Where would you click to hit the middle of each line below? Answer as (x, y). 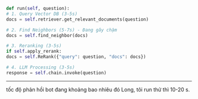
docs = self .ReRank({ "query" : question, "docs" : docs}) (76, 57)
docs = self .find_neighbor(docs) (47, 35)
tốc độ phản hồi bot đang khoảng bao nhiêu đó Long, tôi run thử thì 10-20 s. (98, 89)
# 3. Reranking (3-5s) (34, 46)
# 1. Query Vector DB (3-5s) (42, 14)
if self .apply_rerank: (34, 52)
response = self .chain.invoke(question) (57, 73)
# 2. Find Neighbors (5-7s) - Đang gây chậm (62, 30)
